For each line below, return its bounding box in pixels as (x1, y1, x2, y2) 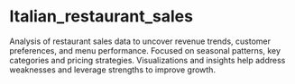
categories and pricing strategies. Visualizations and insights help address (9, 55, 286, 65)
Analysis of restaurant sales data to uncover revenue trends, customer (9, 36, 271, 46)
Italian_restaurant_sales (9, 6, 194, 27)
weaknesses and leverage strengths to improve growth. (9, 64, 217, 75)
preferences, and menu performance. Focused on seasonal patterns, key (9, 45, 281, 55)
